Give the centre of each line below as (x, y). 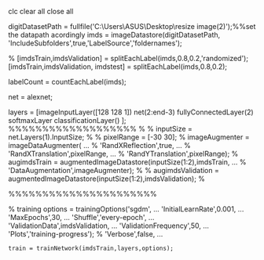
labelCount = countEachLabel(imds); (68, 82)
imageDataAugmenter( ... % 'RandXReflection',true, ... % (99, 145)
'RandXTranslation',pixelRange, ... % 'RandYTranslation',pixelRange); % (123, 153)
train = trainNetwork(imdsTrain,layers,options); (91, 248)
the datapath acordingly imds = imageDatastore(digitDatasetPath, (114, 35)
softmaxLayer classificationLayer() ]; (68, 120)
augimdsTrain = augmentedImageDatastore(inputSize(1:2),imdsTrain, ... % (127, 162)
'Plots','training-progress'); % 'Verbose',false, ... (86, 234)
